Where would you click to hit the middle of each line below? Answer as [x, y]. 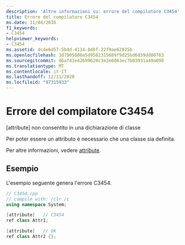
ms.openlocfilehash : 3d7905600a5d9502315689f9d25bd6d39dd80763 [85, 55]
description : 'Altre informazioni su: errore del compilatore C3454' [93, 11]
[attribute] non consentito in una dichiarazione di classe [73, 127]
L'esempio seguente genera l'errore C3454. [59, 183]
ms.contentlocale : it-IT [36, 72]
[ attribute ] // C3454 [35, 215]
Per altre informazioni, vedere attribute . [53, 150]
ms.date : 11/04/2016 [31, 22]
